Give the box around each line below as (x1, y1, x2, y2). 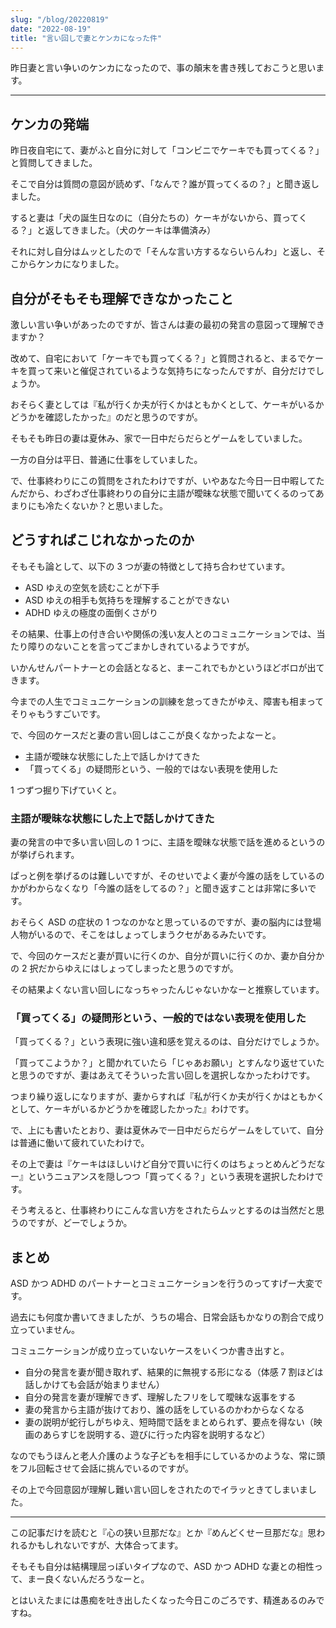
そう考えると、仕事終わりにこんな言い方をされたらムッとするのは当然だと (10, 1204, 317, 1216)
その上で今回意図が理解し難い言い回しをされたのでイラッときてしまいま (10, 1484, 308, 1496)
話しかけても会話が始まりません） (24, 1379, 165, 1391)
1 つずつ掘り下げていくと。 (10, 784, 122, 796)
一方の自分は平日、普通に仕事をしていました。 (10, 454, 203, 465)
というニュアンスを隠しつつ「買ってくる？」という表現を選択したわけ (27, 1171, 315, 1183)
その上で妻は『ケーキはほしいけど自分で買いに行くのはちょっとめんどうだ (10, 1158, 317, 1170)
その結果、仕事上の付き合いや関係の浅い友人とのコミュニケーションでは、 (10, 627, 317, 640)
